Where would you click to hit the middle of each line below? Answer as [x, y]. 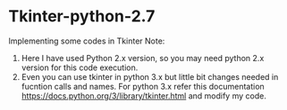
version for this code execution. [80, 67]
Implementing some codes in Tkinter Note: [87, 41]
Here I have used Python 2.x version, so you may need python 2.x [143, 58]
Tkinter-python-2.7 [82, 16]
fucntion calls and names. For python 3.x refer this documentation [143, 86]
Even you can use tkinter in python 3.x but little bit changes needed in [150, 76]
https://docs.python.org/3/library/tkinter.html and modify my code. [144, 96]
